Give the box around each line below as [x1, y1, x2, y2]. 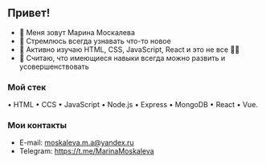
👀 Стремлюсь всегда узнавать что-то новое [18, 36, 172, 46]
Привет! [7, 6, 51, 20]
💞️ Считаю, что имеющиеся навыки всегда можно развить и [18, 53, 226, 62]
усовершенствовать [18, 62, 89, 71]
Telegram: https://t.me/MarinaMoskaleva [18, 146, 154, 156]
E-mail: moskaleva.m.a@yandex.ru [18, 138, 134, 147]
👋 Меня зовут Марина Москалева [18, 27, 136, 37]
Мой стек [7, 82, 47, 93]
